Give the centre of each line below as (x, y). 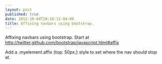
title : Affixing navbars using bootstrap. (50, 23)
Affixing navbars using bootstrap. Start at (47, 37)
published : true (22, 14)
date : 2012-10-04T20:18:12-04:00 (40, 19)
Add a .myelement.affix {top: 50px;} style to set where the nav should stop (81, 52)
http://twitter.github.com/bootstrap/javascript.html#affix (62, 43)
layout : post (19, 10)
